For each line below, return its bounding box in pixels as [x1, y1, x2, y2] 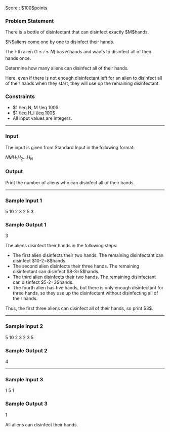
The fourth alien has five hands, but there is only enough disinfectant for [12, 285, 163, 291]
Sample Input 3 [5, 376, 44, 383]
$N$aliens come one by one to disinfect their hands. [5, 39, 115, 45]
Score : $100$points [5, 5, 48, 11]
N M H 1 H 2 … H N [5, 154, 33, 161]
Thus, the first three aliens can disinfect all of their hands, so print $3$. [5, 305, 153, 312]
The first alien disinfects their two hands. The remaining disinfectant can [12, 252, 164, 258]
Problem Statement [5, 17, 54, 24]
